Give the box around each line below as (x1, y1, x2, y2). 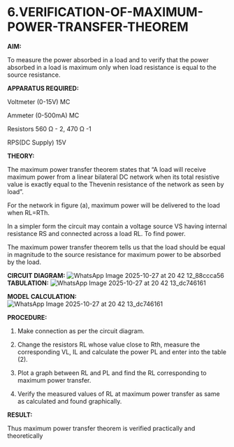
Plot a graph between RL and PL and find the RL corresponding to (17, 368, 207, 377)
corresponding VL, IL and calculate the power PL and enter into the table (17, 347, 227, 356)
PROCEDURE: (7, 313, 47, 321)
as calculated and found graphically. (17, 397, 122, 405)
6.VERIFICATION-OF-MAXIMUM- (7, 4, 204, 20)
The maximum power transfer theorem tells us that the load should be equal (7, 242, 226, 251)
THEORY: (7, 152, 35, 160)
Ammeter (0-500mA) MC (7, 111, 80, 119)
